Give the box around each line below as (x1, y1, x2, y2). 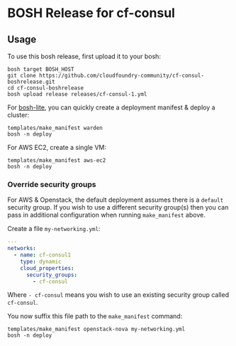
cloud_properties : (20, 264, 74, 271)
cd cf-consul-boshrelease (7, 85, 84, 92)
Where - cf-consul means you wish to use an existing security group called (7, 291, 229, 299)
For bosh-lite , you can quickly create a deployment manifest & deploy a (7, 103, 215, 112)
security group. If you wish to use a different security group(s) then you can (7, 203, 229, 212)
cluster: (7, 111, 30, 119)
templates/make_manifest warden (7, 124, 103, 131)
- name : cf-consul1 (13, 252, 72, 259)
